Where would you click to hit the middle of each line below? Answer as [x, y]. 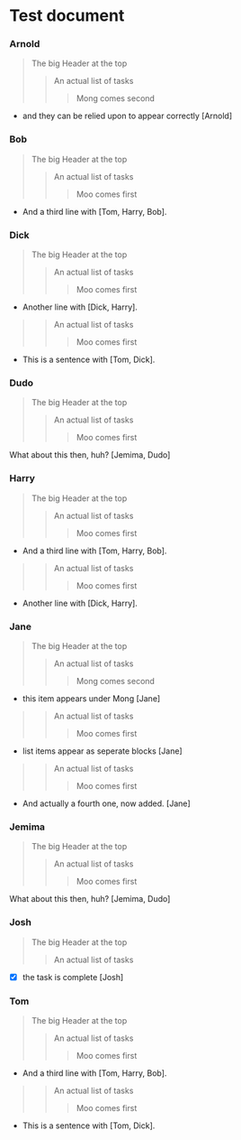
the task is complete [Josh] [73, 977]
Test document [67, 16]
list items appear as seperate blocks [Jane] [102, 751]
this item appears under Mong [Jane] [91, 698]
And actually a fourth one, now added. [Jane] [106, 803]
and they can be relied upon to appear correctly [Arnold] [127, 116]
